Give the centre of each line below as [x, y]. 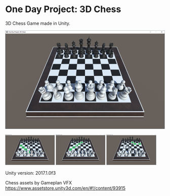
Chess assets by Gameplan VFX [39, 183]
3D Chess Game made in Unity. [38, 23]
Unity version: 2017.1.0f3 [31, 173]
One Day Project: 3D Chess [63, 9]
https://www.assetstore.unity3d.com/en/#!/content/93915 [65, 188]
